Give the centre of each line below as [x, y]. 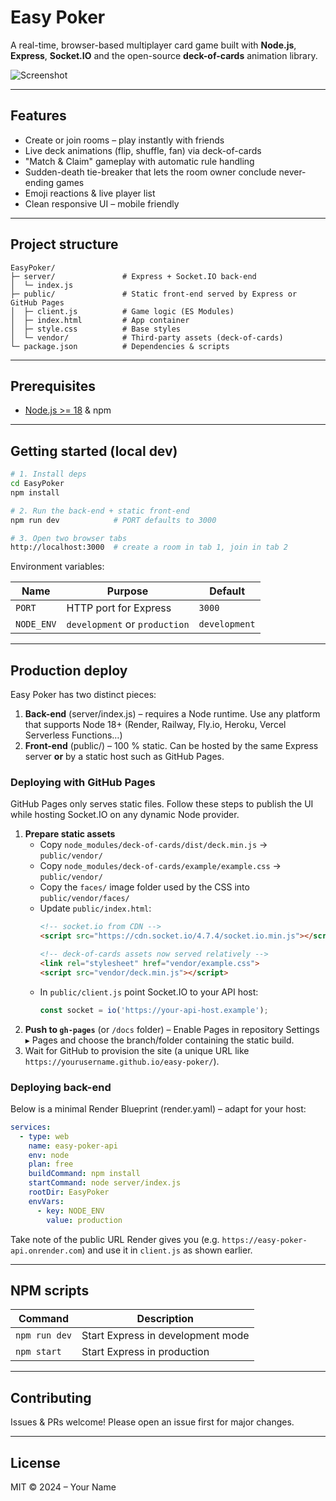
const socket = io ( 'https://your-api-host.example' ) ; [154, 1010]
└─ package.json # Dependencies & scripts [120, 346]
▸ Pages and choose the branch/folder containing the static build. [159, 1040]
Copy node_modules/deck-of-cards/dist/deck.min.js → [153, 845]
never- [292, 172]
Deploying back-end [61, 1087]
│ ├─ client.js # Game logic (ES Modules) [122, 311]
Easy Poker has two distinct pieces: [83, 695]
